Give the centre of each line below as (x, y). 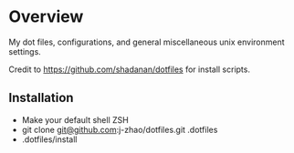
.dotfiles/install (49, 139)
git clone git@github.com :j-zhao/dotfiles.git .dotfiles (120, 129)
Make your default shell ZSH (75, 119)
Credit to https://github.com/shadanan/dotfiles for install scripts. (129, 69)
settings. (25, 51)
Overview (46, 17)
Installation (41, 98)
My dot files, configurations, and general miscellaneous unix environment (147, 42)
